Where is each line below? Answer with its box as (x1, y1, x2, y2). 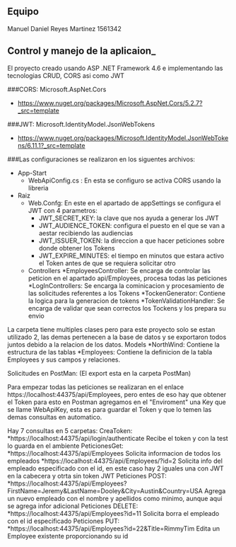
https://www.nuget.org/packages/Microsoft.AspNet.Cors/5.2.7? (17, 98, 203, 107)
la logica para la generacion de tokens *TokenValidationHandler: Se (28, 296, 225, 305)
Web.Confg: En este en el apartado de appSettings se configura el (28, 198, 221, 207)
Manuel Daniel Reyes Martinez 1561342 (7, 24, 122, 33)
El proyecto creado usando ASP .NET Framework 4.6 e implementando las (7, 64, 223, 72)
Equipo (7, 6, 39, 18)
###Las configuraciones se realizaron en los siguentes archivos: (7, 155, 196, 163)
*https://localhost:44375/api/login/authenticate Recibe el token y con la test (7, 434, 228, 442)
